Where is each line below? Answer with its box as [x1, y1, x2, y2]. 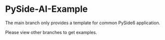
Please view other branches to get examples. [5, 29, 98, 35]
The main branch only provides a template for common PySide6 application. [5, 20, 161, 26]
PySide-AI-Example [5, 3, 88, 15]
